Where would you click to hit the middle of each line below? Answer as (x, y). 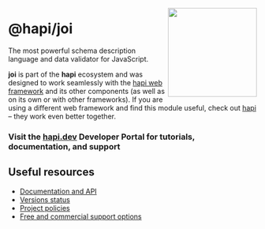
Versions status (45, 199)
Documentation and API (58, 191)
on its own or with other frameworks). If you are (86, 99)
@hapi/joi (41, 29)
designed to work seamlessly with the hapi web (86, 82)
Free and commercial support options (80, 216)
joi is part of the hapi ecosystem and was (76, 74)
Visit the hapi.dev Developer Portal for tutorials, (102, 137)
